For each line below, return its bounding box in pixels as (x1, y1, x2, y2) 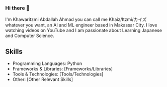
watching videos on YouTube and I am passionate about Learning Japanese (5, 27, 162, 33)
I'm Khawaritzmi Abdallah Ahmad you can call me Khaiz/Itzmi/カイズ (5, 16, 147, 22)
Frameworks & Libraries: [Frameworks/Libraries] (12, 66, 113, 72)
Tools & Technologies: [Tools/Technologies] (12, 71, 104, 77)
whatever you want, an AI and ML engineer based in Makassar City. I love (5, 22, 157, 28)
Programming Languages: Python (12, 60, 82, 66)
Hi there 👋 (5, 4, 30, 11)
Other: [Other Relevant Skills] (12, 76, 73, 82)
